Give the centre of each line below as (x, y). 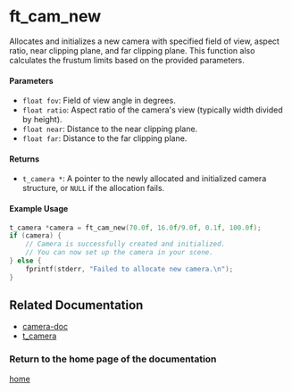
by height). (42, 120)
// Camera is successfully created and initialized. (125, 244)
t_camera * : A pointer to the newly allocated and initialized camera (144, 179)
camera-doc (45, 327)
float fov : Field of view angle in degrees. (99, 101)
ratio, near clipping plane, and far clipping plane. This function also (132, 50)
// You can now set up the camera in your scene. (120, 253)
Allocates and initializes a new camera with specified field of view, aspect (144, 41)
